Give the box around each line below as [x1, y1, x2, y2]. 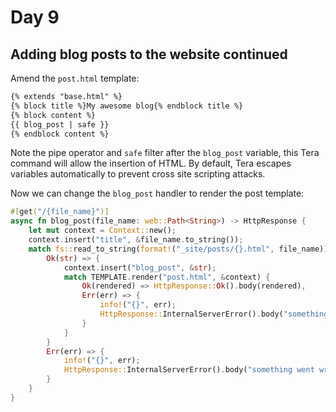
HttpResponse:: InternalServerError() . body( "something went [63, 365, 315, 375]
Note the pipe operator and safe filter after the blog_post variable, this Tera [10, 147, 320, 159]
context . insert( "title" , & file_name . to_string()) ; [28, 235, 244, 245]
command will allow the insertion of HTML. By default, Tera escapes [10, 157, 292, 170]
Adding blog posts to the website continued [10, 46, 288, 63]
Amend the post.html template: [10, 72, 140, 84]
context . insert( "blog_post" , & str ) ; [63, 262, 217, 273]
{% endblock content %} [10, 129, 110, 139]
